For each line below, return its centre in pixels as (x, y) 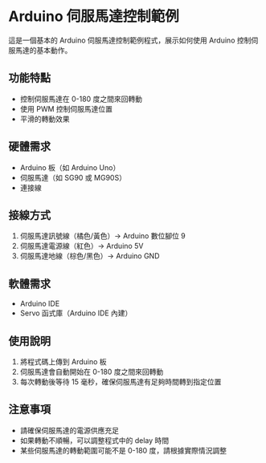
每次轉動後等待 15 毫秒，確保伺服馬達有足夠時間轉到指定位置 (121, 382)
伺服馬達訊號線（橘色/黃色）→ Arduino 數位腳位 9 (103, 236)
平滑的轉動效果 (45, 119)
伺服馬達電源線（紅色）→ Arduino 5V (82, 246)
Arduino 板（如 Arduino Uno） (70, 167)
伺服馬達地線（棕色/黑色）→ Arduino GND (90, 256)
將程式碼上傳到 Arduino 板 (63, 361)
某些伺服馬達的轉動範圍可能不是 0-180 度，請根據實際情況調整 (123, 450)
